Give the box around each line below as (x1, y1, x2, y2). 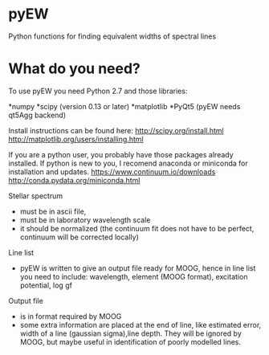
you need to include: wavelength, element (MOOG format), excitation (19, 271, 248, 281)
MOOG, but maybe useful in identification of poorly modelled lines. (19, 337, 242, 346)
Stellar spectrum (8, 190, 63, 201)
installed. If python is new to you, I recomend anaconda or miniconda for (8, 158, 248, 168)
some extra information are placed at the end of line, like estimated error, (19, 320, 262, 329)
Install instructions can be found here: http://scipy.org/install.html (8, 125, 224, 135)
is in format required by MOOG (19, 311, 122, 321)
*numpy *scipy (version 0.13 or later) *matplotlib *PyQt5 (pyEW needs (8, 101, 241, 111)
